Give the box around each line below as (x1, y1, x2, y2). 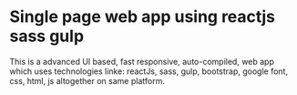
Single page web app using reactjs (9, 6, 276, 27)
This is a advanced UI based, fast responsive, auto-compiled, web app (9, 56, 275, 67)
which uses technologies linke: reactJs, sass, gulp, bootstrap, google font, (9, 66, 289, 77)
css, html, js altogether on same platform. (9, 75, 166, 86)
